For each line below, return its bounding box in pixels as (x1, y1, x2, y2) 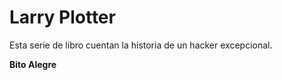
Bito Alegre (9, 58, 57, 70)
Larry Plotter (9, 6, 116, 29)
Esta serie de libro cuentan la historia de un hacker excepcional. (9, 39, 273, 51)
